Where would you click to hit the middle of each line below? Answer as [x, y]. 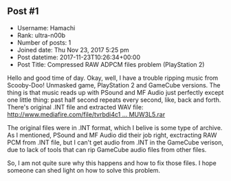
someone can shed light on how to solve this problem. [84, 170]
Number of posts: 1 [44, 42]
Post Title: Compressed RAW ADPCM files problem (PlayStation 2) [111, 64]
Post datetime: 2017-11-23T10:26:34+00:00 [79, 57]
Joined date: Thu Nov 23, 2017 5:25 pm [73, 50]
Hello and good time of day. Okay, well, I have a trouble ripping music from [113, 78]
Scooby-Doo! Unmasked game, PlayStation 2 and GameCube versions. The [114, 85]
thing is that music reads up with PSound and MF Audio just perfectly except [115, 92]
